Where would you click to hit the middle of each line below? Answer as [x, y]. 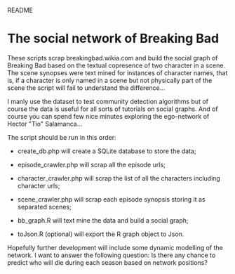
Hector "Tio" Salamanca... [45, 124]
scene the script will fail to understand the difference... [86, 88]
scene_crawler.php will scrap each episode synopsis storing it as [111, 199]
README [20, 10]
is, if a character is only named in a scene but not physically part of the [110, 80]
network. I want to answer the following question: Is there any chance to [112, 255]
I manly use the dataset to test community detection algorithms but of [108, 101]
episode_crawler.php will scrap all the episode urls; [92, 164]
